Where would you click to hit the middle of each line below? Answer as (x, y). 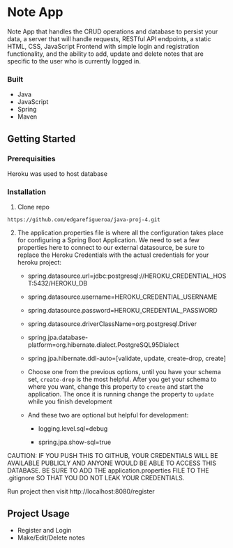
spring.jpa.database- (58, 338)
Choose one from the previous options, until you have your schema (124, 372)
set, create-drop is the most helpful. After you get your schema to (122, 379)
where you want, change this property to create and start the (115, 387)
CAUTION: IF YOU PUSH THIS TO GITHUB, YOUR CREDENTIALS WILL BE (113, 456)
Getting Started (42, 139)
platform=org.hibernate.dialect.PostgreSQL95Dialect (103, 345)
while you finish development (70, 401)
